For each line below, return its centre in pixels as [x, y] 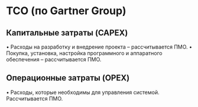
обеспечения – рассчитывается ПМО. [54, 59]
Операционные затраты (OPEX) [68, 78]
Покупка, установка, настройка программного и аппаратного [84, 53]
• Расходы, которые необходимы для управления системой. [83, 92]
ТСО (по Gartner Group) [66, 11]
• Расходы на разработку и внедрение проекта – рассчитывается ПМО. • [99, 47]
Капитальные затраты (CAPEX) [67, 33]
